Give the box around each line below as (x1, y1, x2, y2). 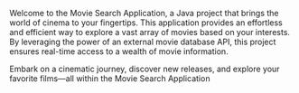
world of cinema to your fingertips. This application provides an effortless (9, 17, 283, 28)
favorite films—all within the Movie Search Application (9, 73, 210, 84)
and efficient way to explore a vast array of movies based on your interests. (9, 27, 291, 37)
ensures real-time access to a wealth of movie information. (9, 46, 229, 57)
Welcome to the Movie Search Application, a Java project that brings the (9, 8, 279, 18)
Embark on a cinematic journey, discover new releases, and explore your (9, 63, 280, 74)
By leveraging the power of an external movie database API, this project (9, 36, 276, 47)
